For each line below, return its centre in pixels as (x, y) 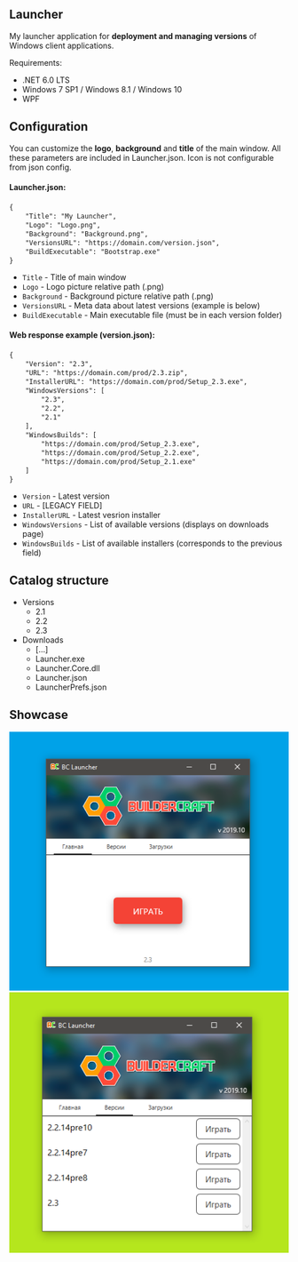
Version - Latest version (66, 496)
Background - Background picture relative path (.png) (118, 296)
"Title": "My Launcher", (71, 216)
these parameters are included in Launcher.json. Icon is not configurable (142, 157)
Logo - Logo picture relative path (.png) (93, 286)
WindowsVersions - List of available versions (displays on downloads (145, 524)
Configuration (49, 127)
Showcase (39, 715)
